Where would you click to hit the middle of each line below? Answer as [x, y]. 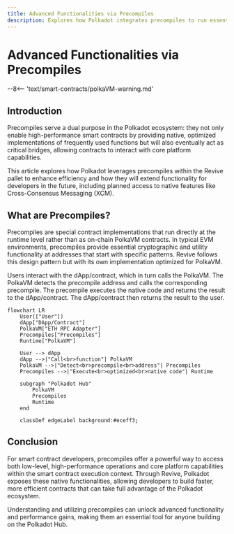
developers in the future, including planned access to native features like [111, 186]
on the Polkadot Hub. [38, 524]
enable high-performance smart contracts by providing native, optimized [111, 135]
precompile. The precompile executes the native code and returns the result [116, 290]
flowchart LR [26, 311]
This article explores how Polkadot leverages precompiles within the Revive [116, 171]
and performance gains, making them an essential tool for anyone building [114, 517]
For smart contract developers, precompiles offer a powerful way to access [116, 459]
